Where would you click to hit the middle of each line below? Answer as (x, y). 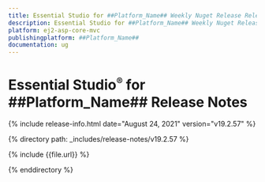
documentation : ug (38, 45)
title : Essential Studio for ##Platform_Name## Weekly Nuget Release (125, 15)
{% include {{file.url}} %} (49, 154)
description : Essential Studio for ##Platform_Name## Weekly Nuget (121, 23)
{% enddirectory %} (41, 170)
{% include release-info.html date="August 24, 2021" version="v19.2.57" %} (132, 124)
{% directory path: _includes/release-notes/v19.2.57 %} (99, 139)
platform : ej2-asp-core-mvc (54, 30)
